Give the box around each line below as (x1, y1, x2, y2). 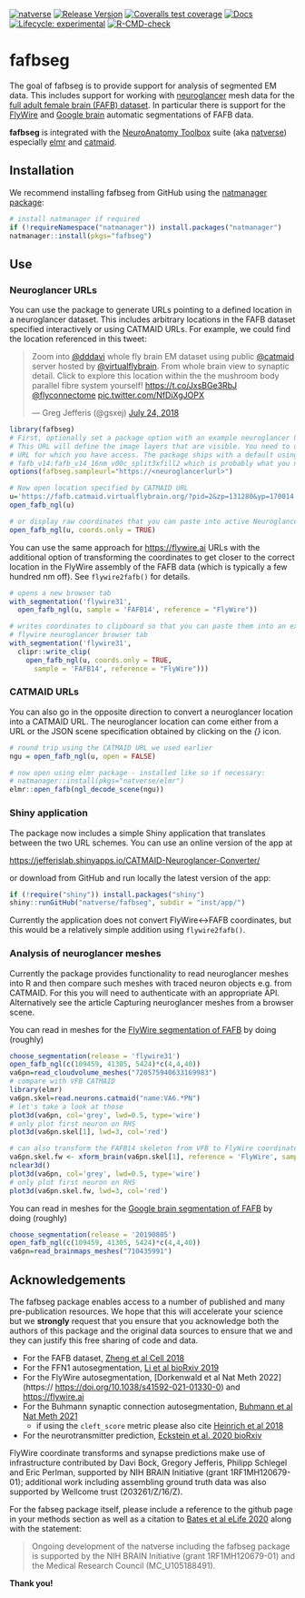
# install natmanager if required (9, 214, 141, 223)
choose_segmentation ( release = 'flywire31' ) (9, 1051, 181, 1060)
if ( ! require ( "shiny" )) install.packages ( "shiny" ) (9, 890, 205, 899)
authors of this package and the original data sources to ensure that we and (9, 1325, 293, 1337)
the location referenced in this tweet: (9, 333, 147, 345)
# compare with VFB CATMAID (9, 1077, 116, 1087)
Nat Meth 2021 (22, 1411, 78, 1421)
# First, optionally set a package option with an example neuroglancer (9, 433, 290, 442)
